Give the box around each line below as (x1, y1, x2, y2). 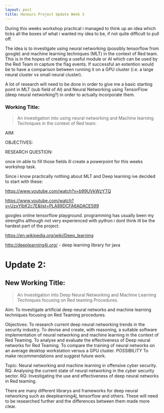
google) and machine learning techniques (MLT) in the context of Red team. (5, 50, 158, 57)
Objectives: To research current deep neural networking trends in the (5, 321, 145, 327)
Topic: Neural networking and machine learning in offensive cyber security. (5, 362, 157, 368)
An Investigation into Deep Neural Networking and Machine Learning (17, 292, 157, 298)
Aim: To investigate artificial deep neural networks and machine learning (5, 307, 151, 312)
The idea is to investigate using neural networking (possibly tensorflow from (5, 45, 159, 51)
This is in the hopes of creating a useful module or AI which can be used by (5, 56, 158, 62)
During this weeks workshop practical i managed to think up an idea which (5, 25, 156, 31)
